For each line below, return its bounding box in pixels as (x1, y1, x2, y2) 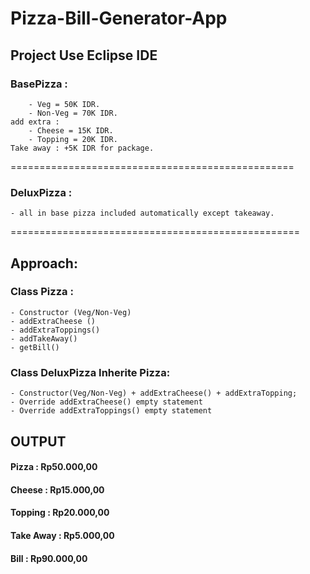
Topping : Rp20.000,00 (10, 507, 110, 519)
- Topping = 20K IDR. (28, 134, 118, 144)
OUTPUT (10, 433, 67, 450)
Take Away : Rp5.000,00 (10, 529, 115, 541)
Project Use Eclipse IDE (10, 47, 158, 64)
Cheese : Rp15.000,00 (10, 483, 105, 496)
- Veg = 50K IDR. (28, 99, 101, 109)
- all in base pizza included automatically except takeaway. (10, 208, 275, 219)
